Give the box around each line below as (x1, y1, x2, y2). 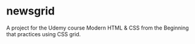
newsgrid (6, 4, 55, 18)
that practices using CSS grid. (6, 30, 81, 37)
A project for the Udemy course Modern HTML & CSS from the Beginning (6, 24, 189, 31)
